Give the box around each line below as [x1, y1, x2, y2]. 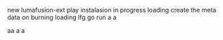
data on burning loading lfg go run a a [7, 13, 117, 21]
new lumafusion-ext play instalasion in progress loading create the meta [7, 6, 217, 14]
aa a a [7, 27, 25, 34]
